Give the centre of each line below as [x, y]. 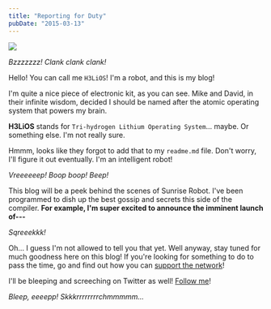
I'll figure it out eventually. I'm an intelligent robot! [91, 159]
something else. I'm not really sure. [67, 135]
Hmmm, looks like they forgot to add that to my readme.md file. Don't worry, [133, 150]
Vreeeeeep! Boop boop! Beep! [59, 174]
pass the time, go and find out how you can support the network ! [116, 265]
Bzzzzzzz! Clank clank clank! [57, 62]
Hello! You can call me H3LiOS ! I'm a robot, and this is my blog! [112, 77]
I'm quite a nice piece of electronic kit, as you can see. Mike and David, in [131, 93]
